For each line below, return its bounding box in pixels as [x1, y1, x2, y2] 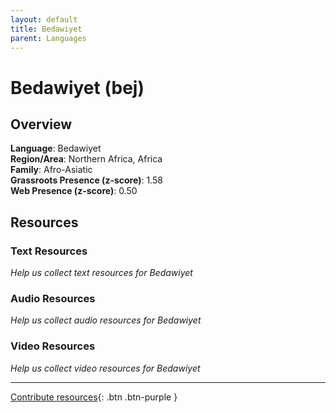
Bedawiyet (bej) [10, 76, 145, 99]
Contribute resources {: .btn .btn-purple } [10, 391, 178, 403]
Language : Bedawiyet [10, 142, 102, 155]
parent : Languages [10, 33, 87, 43]
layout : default [10, 14, 78, 25]
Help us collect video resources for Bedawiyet [10, 362, 201, 374]
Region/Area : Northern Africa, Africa [10, 153, 163, 165]
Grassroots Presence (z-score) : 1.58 [10, 174, 163, 186]
